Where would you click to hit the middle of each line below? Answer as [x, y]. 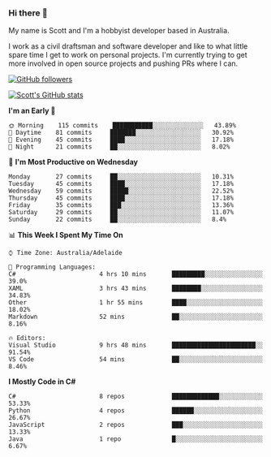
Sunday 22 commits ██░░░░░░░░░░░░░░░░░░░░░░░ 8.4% [118, 220]
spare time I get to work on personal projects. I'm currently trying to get [128, 55]
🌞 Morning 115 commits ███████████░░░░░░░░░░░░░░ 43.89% [123, 126]
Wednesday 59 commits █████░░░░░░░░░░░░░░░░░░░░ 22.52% [121, 191]
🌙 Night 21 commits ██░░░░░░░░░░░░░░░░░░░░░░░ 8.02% [119, 147]
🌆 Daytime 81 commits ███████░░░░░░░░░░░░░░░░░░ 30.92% [121, 133]
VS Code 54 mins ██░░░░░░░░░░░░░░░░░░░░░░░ [136, 360]
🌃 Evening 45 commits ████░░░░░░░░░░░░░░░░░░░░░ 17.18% [121, 140]
